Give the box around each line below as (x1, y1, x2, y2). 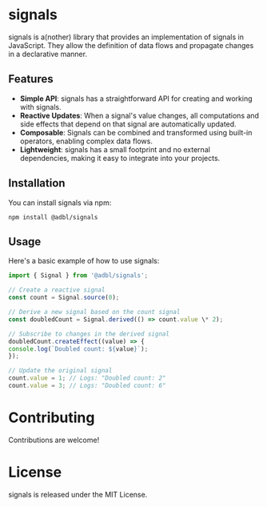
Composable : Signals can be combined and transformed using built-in (19, 127, 253, 137)
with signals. (19, 102, 62, 111)
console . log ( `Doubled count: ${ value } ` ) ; (8, 344, 149, 353)
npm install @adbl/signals (8, 213, 98, 221)
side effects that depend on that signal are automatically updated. (19, 119, 237, 129)
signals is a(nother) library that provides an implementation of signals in (8, 32, 244, 42)
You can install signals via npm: (8, 198, 112, 207)
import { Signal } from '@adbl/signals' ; (8, 272, 149, 280)
